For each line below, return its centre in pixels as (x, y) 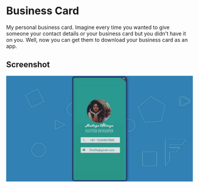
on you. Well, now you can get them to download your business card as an (97, 40)
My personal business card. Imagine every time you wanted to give (88, 27)
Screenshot (28, 65)
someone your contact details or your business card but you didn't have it (96, 33)
